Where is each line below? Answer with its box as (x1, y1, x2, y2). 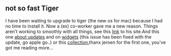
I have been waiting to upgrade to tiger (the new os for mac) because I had (5, 17, 163, 23)
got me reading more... (5, 44, 54, 50)
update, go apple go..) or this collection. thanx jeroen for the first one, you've (5, 39, 166, 45)
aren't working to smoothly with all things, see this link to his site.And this (5, 28, 160, 35)
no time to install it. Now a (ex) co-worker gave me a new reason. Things (5, 23, 158, 29)
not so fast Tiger (5, 4, 59, 13)
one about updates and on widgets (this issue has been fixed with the (5, 34, 152, 40)
